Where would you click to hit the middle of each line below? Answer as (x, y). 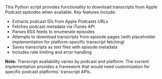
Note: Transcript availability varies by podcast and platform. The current (77, 61)
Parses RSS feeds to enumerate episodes (53, 32)
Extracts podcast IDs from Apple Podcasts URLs (60, 21)
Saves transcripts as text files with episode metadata (65, 47)
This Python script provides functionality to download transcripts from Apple (81, 7)
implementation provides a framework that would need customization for (77, 66)
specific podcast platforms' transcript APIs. (48, 72)
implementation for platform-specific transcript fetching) (68, 42)
